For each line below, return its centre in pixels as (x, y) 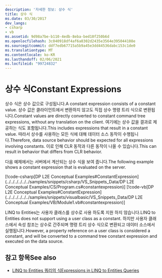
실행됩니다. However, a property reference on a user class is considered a (78, 231)
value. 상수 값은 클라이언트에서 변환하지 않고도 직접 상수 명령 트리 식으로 (74, 110)
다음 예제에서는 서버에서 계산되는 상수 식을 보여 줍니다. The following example (79, 162)
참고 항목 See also (31, 258)
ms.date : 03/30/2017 (26, 18)
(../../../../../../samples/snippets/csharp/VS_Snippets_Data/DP (65, 182)
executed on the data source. (34, 242)
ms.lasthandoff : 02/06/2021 (33, 59)
